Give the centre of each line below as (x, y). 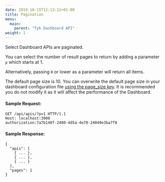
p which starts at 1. (24, 62)
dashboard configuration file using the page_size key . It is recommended (80, 87)
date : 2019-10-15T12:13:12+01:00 (40, 10)
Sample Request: (23, 103)
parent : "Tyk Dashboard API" (44, 28)
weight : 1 (15, 33)
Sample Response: (25, 134)
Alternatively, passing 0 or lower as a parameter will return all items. (75, 72)
